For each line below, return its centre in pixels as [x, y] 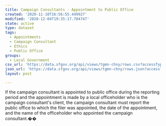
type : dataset [20, 28]
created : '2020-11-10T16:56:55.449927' [46, 14]
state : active [20, 23]
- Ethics [19, 46]
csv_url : [14, 64]
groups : [13, 55]
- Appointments [25, 37]
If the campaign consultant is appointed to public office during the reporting [82, 92]
